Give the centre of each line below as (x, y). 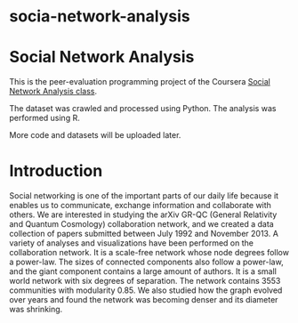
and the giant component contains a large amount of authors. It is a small (143, 271)
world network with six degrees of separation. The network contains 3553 (145, 281)
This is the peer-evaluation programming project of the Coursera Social (140, 82)
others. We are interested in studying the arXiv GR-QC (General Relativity (143, 214)
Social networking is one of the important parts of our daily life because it (144, 196)
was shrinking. (36, 310)
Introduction (56, 171)
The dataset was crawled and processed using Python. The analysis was (143, 109)
